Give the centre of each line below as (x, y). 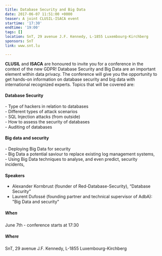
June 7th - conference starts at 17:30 (42, 225)
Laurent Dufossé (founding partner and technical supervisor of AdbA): (82, 197)
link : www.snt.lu (23, 46)
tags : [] (14, 32)
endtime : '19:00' (23, 28)
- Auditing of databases (29, 127)
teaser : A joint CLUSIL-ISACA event (42, 18)
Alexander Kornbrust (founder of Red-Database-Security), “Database (81, 186)
